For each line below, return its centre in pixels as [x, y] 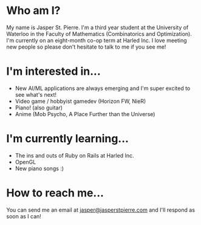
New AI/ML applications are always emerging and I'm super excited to [103, 88]
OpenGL [26, 162]
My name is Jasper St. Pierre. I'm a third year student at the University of [97, 27]
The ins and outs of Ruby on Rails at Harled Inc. [74, 155]
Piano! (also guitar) [39, 108]
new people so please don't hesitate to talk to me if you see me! [86, 47]
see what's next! [36, 94]
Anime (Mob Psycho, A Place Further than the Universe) [85, 114]
